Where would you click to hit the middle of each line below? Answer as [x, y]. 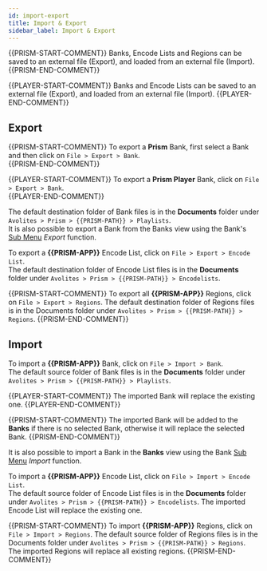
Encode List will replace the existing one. [75, 510]
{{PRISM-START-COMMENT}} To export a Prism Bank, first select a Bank [129, 147]
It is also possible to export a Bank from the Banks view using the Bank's [128, 229]
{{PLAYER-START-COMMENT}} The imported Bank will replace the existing [132, 396]
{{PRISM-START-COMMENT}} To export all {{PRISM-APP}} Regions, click [130, 294]
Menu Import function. [45, 461]
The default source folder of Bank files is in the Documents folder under [127, 372]
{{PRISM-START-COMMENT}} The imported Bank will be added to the [123, 420]
